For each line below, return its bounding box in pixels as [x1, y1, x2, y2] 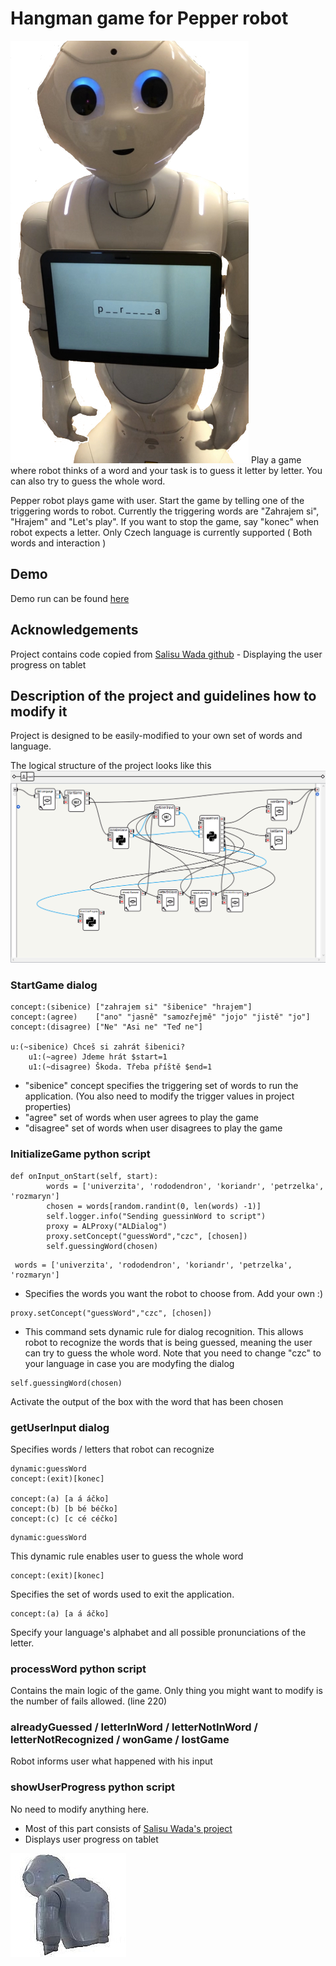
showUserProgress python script [10, 1780, 176, 1794]
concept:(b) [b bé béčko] [10, 1503, 118, 1514]
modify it [10, 703, 68, 720]
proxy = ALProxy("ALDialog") [46, 1221, 168, 1231]
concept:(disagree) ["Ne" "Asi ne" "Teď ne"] [10, 1022, 203, 1032]
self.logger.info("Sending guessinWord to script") [46, 1211, 267, 1221]
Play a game [250, 453, 302, 466]
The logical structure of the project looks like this [10, 760, 212, 772]
